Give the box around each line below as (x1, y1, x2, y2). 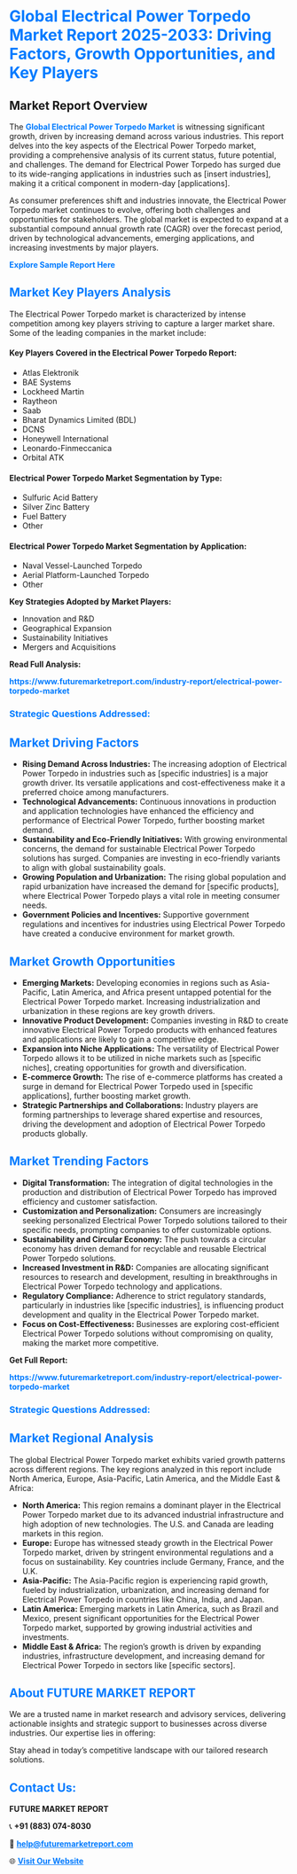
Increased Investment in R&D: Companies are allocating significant (21, 1261, 270, 1273)
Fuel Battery (21, 511, 66, 522)
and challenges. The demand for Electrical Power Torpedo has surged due (9, 160, 281, 169)
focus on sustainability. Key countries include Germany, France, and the (21, 1556, 285, 1566)
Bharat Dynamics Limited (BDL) (21, 415, 137, 426)
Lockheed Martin (21, 387, 85, 397)
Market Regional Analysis (9, 1431, 154, 1446)
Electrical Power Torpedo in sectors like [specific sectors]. (21, 1659, 236, 1670)
